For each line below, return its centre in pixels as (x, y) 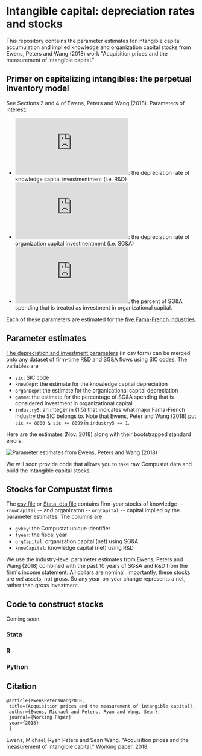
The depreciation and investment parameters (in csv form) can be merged (98, 353)
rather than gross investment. (43, 585)
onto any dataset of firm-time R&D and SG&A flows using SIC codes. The (97, 359)
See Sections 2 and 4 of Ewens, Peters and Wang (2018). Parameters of (96, 103)
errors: (14, 440)
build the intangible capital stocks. (49, 471)
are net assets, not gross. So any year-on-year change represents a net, (96, 579)
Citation (22, 687)
